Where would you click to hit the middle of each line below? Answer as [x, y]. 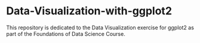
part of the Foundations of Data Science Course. [66, 33]
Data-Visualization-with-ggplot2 [89, 11]
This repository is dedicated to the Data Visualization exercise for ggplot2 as [100, 27]
